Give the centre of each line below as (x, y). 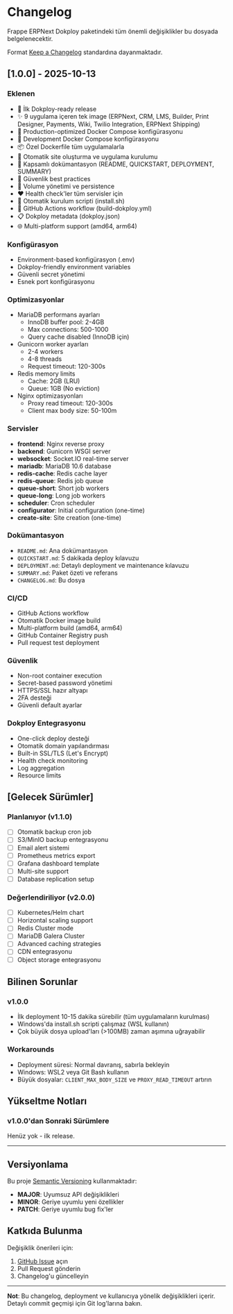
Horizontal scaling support (55, 920)
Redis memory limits (46, 374)
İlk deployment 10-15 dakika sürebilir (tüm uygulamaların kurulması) (113, 1017)
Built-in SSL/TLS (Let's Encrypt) (63, 753)
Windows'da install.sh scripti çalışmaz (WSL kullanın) (93, 1024)
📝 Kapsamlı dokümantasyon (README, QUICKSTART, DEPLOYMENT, (116, 164)
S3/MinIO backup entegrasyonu (63, 840)
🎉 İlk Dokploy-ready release (57, 109)
